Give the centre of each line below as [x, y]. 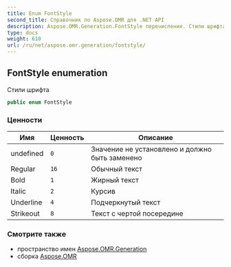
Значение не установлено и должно [151, 149]
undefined [27, 153]
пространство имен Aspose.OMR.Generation [82, 249]
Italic [18, 191]
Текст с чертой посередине [137, 213]
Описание [156, 137]
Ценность [67, 137]
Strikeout [25, 213]
